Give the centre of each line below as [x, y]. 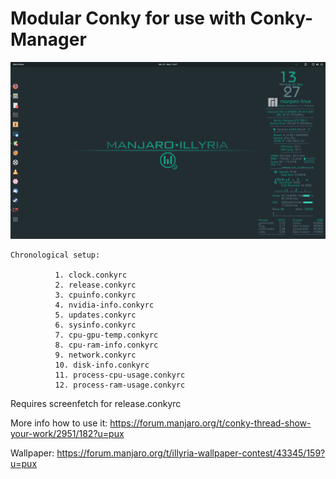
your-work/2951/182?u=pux [67, 434]
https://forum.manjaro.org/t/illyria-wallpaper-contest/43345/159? [191, 453]
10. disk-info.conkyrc [102, 365]
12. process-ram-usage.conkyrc [120, 385]
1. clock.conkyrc [91, 275]
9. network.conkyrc [95, 355]
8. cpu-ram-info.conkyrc [106, 345]
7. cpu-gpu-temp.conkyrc [106, 335]
